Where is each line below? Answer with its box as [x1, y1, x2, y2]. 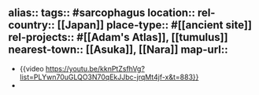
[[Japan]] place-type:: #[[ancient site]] [57, 19, 252, 32]
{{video [19, 64, 45, 73]
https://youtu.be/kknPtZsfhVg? [46, 64, 146, 73]
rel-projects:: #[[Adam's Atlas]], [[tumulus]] [8, 31, 228, 44]
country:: [8, 19, 55, 32]
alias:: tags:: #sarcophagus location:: [8, 6, 195, 20]
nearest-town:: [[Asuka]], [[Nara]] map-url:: [8, 43, 228, 57]
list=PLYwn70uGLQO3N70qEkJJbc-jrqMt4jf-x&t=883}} [19, 72, 199, 82]
